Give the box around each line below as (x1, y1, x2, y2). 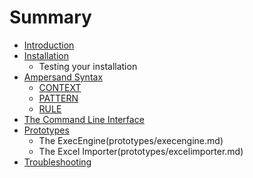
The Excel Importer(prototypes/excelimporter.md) (38, 145, 244, 157)
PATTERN (38, 92, 79, 104)
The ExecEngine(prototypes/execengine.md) (38, 134, 224, 146)
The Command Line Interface (23, 113, 145, 125)
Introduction (23, 39, 75, 51)
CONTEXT (38, 81, 82, 93)
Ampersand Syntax (23, 71, 104, 83)
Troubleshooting (23, 156, 92, 168)
